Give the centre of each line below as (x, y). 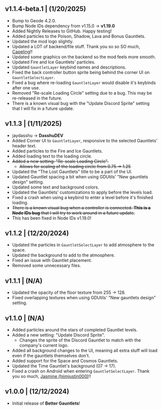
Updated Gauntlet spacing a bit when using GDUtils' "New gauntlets (80, 177)
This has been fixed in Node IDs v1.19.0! (52, 218)
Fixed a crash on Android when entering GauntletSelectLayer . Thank (81, 371)
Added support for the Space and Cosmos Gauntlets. (65, 361)
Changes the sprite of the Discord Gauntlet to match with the (80, 340)
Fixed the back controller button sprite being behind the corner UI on (81, 72)
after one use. (26, 87)
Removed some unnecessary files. (47, 266)
